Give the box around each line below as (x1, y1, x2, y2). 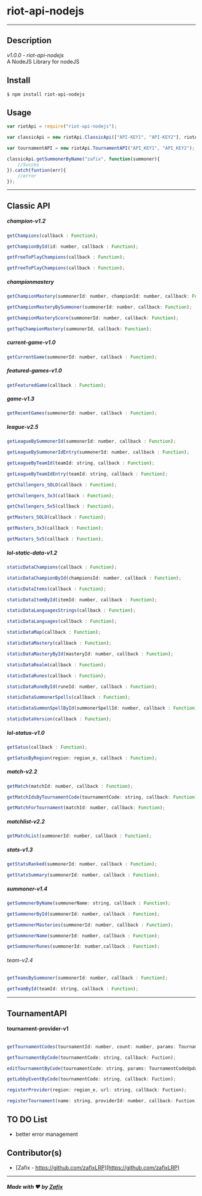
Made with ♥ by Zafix (7, 1183, 64, 1191)
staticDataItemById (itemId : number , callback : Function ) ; (7, 596, 158, 603)
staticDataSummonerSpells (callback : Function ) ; (7, 695, 131, 701)
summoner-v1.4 (7, 885, 48, 892)
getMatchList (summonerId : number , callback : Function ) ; (7, 833, 152, 839)
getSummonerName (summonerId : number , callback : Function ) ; (7, 933, 161, 939)
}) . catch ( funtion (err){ (7, 167, 67, 173)
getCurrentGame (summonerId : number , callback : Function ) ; (7, 354, 158, 360)
